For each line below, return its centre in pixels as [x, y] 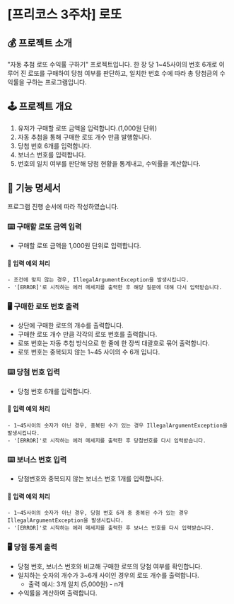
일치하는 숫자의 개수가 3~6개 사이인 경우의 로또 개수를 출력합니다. [108, 575]
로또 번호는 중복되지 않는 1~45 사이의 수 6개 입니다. [89, 352]
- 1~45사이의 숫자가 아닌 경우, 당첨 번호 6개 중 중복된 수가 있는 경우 [98, 513]
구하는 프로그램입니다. [56, 82]
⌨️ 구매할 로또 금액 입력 [45, 226]
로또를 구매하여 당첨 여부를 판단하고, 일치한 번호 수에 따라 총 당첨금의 [123, 73]
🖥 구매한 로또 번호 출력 [43, 307]
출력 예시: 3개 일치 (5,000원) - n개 [76, 584]
